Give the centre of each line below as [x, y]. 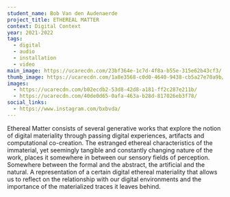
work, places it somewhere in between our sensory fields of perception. [108, 157]
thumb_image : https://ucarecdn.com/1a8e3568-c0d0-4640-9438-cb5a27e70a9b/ [116, 77]
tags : [15, 39]
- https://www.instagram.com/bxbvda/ [67, 109]
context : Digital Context [44, 26]
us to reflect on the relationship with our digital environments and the [104, 179]
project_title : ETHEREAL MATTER [53, 20]
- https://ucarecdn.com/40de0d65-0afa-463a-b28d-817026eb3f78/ [105, 96]
